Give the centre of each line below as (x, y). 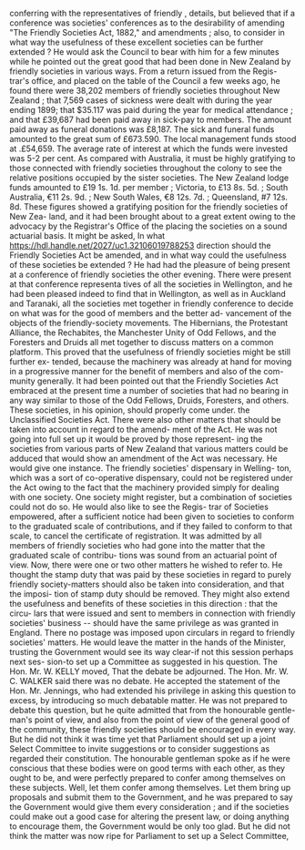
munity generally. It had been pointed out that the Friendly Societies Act (144, 381)
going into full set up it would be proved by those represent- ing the (136, 439)
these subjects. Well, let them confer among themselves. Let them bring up (150, 788)
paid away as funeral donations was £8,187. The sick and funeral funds (142, 129)
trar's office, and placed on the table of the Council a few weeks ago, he (145, 81)
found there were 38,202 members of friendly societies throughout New (145, 91)
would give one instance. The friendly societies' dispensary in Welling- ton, (151, 468)
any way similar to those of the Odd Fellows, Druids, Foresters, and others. (149, 400)
